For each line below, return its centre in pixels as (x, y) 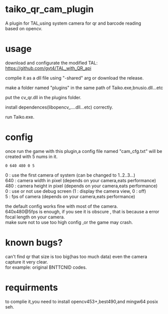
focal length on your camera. (35, 217)
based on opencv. (24, 28)
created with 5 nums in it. (31, 156)
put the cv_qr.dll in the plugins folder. (43, 97)
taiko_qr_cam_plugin (50, 9)
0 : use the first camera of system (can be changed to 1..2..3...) (70, 175)
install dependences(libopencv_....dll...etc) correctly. (59, 107)
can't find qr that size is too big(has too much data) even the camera (76, 256)
